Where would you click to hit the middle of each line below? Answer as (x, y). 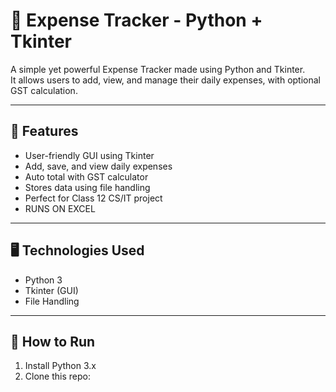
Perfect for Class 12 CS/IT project (93, 198)
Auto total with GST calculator (86, 176)
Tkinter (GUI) (51, 290)
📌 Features (44, 131)
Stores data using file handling (87, 187)
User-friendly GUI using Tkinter (89, 155)
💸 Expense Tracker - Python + (136, 20)
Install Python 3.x (60, 366)
